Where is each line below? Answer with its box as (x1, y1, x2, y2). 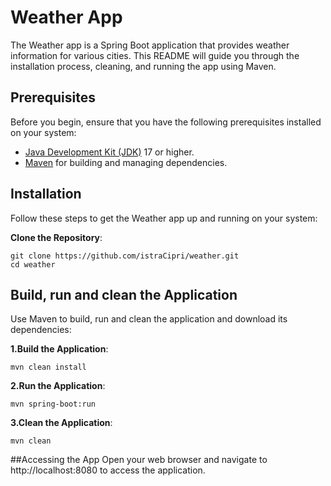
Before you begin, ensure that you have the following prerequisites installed (10, 116, 322, 128)
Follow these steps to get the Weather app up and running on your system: (10, 212, 318, 224)
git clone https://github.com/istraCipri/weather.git (10, 251, 240, 261)
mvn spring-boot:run (10, 399, 97, 410)
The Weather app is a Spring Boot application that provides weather (10, 39, 290, 51)
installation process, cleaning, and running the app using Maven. (10, 60, 277, 72)
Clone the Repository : (10, 231, 103, 243)
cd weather (10, 259, 56, 270)
